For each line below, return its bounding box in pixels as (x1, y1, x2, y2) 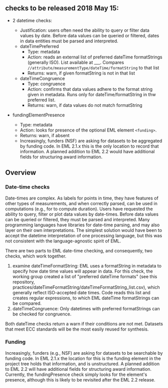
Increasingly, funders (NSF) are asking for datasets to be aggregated (20, 138, 162, 144)
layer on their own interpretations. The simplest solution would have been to (5, 227, 162, 233)
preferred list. (27, 97, 56, 103)
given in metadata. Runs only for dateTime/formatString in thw (27, 91, 156, 97)
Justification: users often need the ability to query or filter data (20, 27, 149, 33)
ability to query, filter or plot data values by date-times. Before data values (5, 211, 159, 217)
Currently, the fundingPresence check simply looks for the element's (5, 371, 147, 377)
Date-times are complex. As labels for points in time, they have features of (5, 195, 159, 201)
